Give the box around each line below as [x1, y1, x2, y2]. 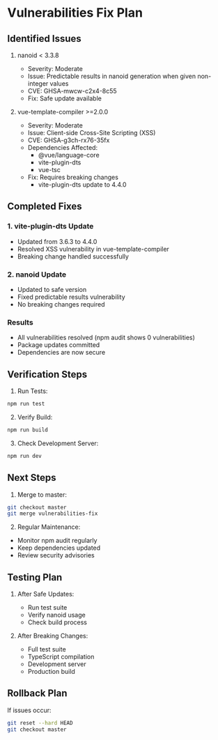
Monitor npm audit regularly [17, 537, 98, 545]
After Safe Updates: [17, 590, 75, 599]
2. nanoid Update [7, 270, 67, 279]
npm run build [7, 426, 49, 433]
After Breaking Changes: [17, 632, 88, 640]
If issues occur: [7, 706, 52, 714]
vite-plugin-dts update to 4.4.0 [38, 180, 127, 189]
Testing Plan [7, 571, 63, 583]
